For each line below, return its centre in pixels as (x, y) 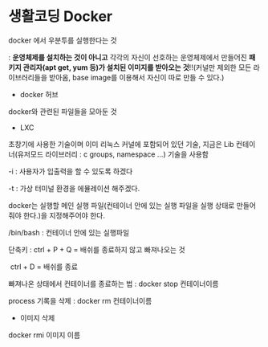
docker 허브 (39, 94)
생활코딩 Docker (61, 16)
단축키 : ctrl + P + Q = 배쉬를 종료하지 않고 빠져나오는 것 (97, 249)
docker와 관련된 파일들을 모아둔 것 (63, 111)
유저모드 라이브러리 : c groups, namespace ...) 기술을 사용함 (113, 154)
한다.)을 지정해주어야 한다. (64, 215)
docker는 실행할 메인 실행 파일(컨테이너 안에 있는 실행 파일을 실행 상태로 (122, 205)
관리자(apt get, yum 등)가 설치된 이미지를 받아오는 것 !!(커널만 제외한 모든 (137, 67)
